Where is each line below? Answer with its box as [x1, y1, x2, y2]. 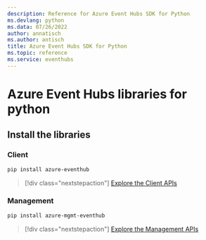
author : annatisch [7, 29, 61, 37]
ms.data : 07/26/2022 [7, 23, 68, 30]
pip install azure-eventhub [7, 166, 90, 173]
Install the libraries [7, 129, 91, 141]
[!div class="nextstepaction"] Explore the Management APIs [24, 225, 199, 233]
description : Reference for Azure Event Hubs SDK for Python [7, 10, 191, 18]
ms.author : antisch [7, 36, 65, 44]
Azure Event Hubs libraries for [7, 86, 188, 102]
